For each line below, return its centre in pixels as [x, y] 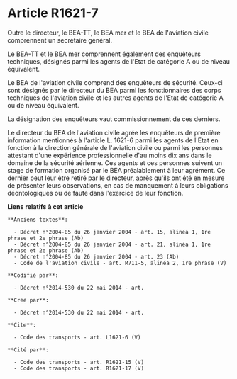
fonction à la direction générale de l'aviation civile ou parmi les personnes [115, 147]
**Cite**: [22, 325]
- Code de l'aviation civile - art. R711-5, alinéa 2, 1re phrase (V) [120, 263]
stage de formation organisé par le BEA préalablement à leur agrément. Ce [116, 170]
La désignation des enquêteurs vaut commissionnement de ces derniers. [114, 119]
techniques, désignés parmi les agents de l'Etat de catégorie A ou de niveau [119, 61]
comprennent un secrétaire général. [60, 40]
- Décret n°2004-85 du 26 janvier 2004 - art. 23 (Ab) [97, 256]
